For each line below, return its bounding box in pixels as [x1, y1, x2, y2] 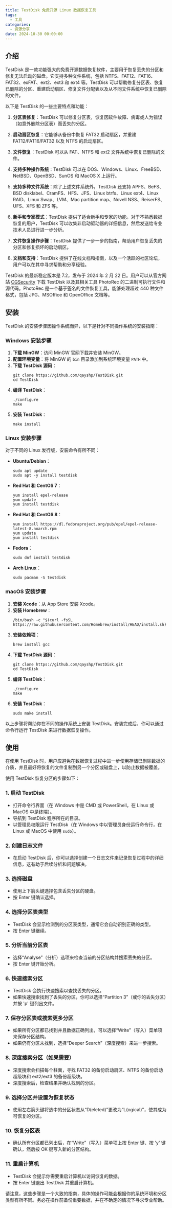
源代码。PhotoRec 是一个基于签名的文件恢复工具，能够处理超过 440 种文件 [5, 285, 164, 291]
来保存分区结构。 [12, 1034, 49, 1040]
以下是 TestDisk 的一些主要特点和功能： [5, 103, 89, 109]
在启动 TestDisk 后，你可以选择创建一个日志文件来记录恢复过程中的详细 [12, 854, 164, 861]
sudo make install [12, 711, 52, 716]
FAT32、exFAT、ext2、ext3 [5, 79, 64, 85]
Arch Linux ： [12, 565, 41, 571]
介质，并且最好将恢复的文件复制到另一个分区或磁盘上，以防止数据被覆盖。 [5, 764, 162, 771]
